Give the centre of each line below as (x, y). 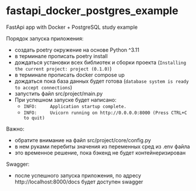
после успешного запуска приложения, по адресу (78, 175)
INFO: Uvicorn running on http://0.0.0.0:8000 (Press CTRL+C (105, 113)
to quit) (34, 118)
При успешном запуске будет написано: (65, 100)
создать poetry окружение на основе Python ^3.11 (77, 50)
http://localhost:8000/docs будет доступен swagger (79, 182)
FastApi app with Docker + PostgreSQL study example (72, 27)
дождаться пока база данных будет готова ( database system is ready (102, 81)
